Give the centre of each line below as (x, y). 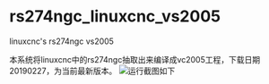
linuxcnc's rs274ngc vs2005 (62, 41)
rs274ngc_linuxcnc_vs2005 (115, 17)
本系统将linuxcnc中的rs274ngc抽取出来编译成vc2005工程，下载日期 (135, 59)
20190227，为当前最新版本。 (63, 71)
